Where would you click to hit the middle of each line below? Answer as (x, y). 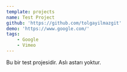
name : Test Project (31, 17)
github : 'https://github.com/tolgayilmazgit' (64, 23)
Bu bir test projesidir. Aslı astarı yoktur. (54, 62)
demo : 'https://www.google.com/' (48, 28)
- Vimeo (26, 46)
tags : (13, 34)
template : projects (31, 12)
